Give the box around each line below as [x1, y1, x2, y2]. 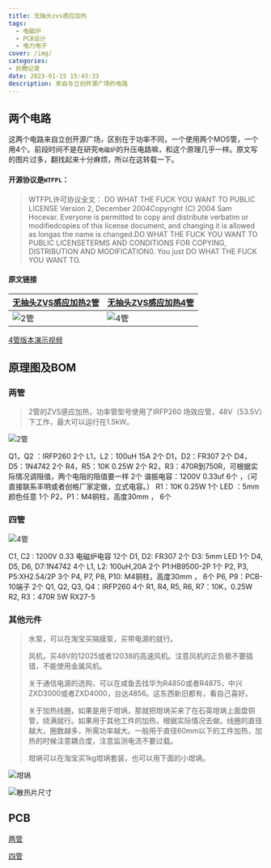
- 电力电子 [15, 42, 48, 50]
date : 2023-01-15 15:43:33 [8, 72, 100, 80]
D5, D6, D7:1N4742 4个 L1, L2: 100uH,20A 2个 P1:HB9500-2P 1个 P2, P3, [8, 561, 249, 571]
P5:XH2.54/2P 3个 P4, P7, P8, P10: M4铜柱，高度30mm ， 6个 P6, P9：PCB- [8, 571, 263, 581]
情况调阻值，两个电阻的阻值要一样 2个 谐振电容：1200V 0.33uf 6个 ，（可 [15, 472, 258, 481]
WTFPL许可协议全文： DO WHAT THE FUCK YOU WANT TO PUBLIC [28, 194, 256, 204]
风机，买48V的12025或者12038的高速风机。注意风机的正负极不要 [28, 651, 247, 660]
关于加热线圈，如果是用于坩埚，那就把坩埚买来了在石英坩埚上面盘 [28, 705, 248, 715]
